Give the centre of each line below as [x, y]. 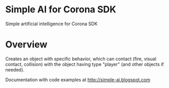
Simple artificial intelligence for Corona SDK [51, 24]
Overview [26, 45]
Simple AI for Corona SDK [61, 10]
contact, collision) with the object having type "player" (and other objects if [84, 64]
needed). [15, 69]
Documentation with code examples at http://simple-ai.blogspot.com [78, 80]
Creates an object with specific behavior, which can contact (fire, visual [81, 59]
